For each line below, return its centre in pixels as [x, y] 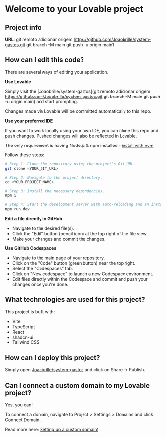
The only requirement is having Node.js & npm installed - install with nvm [79, 145]
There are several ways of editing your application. [57, 72]
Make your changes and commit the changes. [59, 239]
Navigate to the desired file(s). [43, 228]
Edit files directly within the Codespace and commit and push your [80, 279]
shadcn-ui [23, 337]
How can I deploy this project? [53, 358]
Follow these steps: [25, 155]
